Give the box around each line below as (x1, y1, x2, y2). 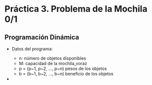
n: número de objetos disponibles (19, 55, 86, 61)
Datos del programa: (11, 46, 53, 51)
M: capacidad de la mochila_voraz (19, 61, 87, 66)
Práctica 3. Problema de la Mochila (4, 3, 148, 15)
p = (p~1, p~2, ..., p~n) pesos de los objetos (19, 66, 107, 71)
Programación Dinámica (4, 33, 79, 41)
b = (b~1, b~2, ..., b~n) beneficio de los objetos (19, 71, 114, 76)
